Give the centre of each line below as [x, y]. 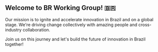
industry [13, 30]
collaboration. [36, 30]
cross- [145, 25]
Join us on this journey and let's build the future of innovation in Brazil [75, 39]
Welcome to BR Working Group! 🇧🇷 [60, 8]
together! [14, 44]
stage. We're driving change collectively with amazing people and [71, 25]
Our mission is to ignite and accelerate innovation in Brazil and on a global [79, 19]
